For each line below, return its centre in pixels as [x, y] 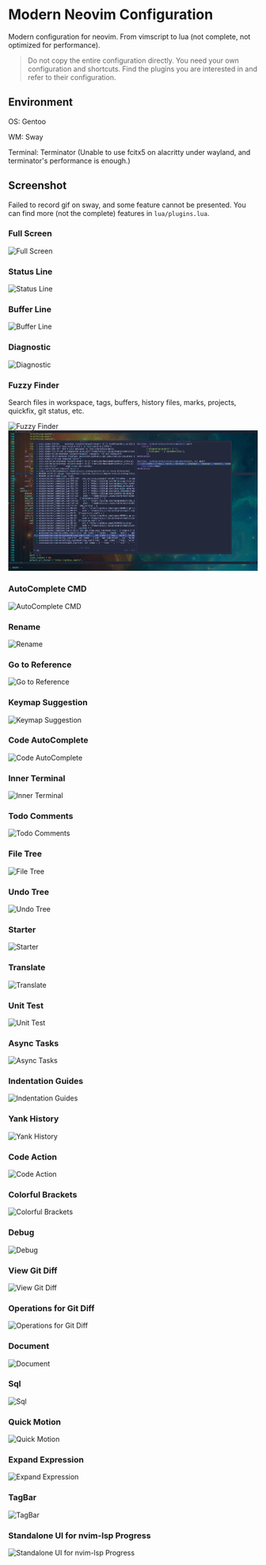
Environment [41, 102]
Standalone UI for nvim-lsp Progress [80, 1536]
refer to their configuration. [72, 77]
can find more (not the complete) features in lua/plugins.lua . [109, 213]
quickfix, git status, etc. [46, 411]
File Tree [25, 854]
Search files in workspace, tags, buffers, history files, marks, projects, [122, 403]
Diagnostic [30, 347]
